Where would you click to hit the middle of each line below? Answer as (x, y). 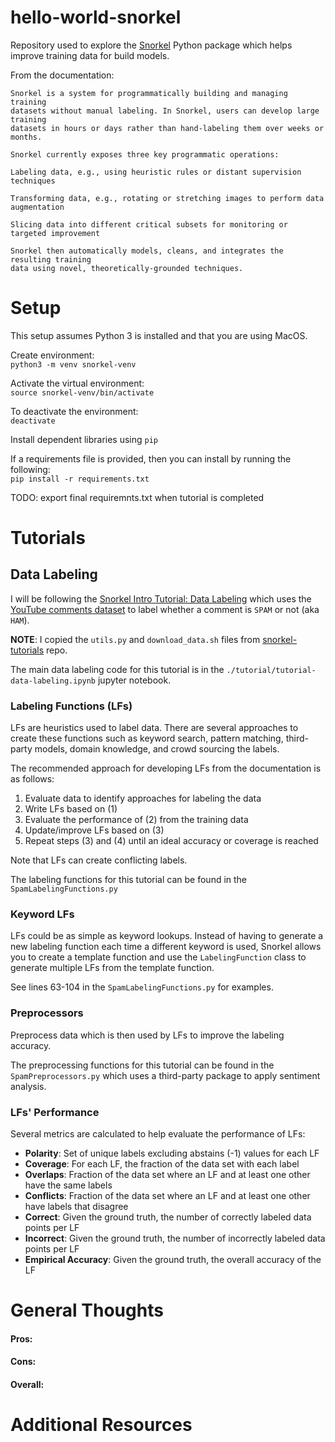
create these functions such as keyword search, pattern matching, (147, 738)
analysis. (28, 1086)
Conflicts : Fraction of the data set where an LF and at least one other (167, 1196)
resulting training (51, 259)
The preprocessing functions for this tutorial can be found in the (142, 1065)
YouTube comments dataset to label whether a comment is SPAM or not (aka (165, 609)
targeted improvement (55, 233)
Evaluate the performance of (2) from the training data (136, 820)
